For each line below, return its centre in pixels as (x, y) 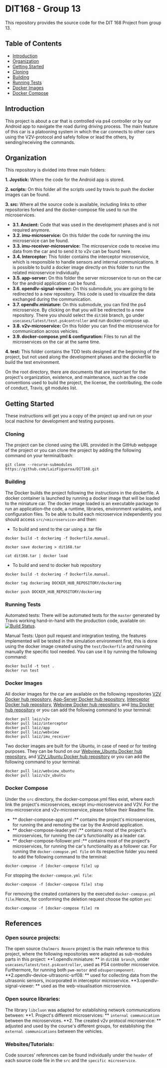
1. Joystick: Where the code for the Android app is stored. (65, 180)
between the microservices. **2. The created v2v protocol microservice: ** (83, 1020)
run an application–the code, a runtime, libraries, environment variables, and (83, 509)
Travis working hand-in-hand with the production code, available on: (76, 621)
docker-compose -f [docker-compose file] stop (54, 884)
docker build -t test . (30, 666)
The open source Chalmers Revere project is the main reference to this (77, 949)
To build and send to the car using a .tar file (57, 529)
